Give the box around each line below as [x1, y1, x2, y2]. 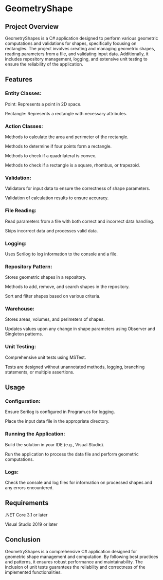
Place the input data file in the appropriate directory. [5, 418, 109, 424]
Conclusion [5, 536, 41, 544]
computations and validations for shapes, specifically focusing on [5, 41, 137, 46]
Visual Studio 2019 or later [5, 521, 58, 527]
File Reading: [5, 207, 36, 214]
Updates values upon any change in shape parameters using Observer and [5, 326, 156, 332]
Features [5, 75, 33, 83]
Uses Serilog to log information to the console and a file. [5, 251, 118, 257]
